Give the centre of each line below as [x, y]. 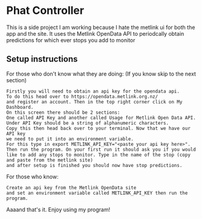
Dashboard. [20, 107]
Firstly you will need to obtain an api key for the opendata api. [93, 91]
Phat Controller [45, 11]
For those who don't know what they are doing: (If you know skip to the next [101, 74]
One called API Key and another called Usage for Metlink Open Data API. [101, 118]
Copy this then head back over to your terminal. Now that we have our [98, 128]
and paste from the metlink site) [50, 160]
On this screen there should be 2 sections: [63, 113]
